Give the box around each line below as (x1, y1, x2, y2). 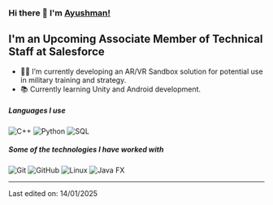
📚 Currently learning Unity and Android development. (19, 84, 201, 94)
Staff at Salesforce (8, 45, 105, 59)
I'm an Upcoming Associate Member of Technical (8, 32, 263, 46)
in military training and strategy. (19, 75, 127, 84)
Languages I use (8, 105, 67, 116)
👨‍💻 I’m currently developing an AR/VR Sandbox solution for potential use (19, 66, 263, 76)
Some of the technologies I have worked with (8, 145, 164, 155)
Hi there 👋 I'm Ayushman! (8, 7, 111, 19)
